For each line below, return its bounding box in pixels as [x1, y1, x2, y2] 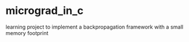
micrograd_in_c [5, 4, 84, 17]
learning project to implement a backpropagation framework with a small [5, 23, 184, 30]
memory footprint [5, 29, 49, 36]
